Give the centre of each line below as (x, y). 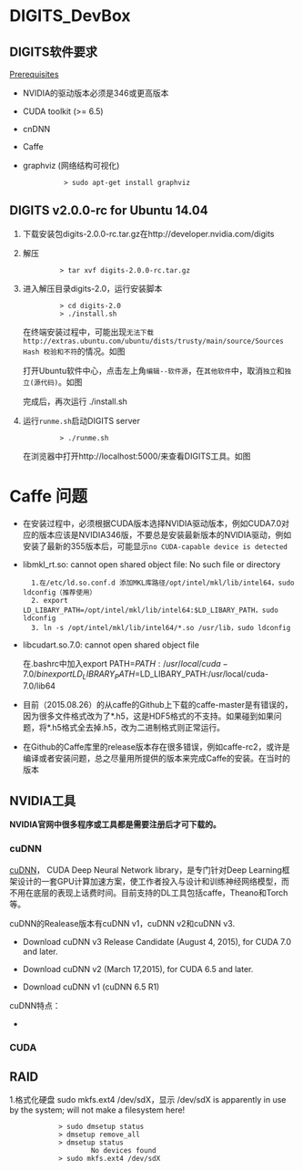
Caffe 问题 (49, 496)
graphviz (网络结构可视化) (71, 166)
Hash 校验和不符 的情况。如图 (74, 351)
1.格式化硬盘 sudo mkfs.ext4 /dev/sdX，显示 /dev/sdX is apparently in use (148, 1100)
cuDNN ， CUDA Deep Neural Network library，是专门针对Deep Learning (146, 870)
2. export (50, 600)
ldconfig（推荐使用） (60, 592)
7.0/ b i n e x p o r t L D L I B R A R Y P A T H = (81, 674)
